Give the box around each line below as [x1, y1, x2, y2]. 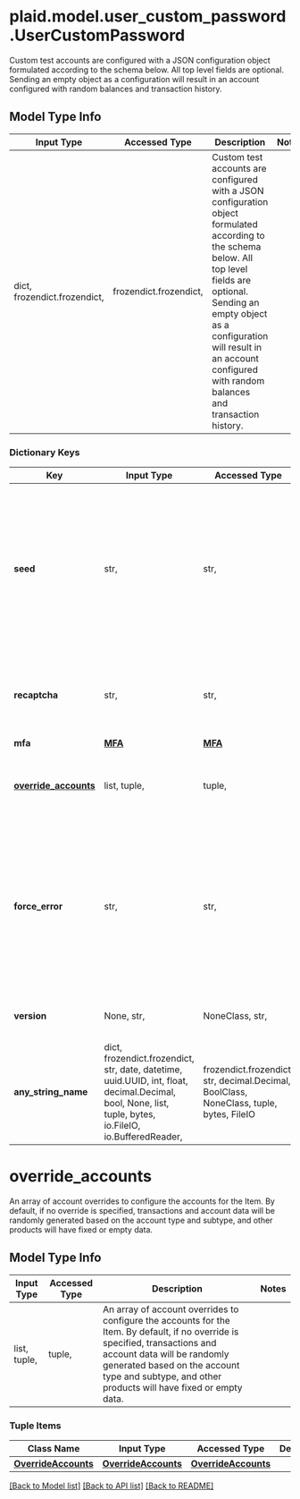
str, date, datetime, [104, 1063, 183, 1076]
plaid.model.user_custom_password [9, 6, 287, 27]
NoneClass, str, [203, 1010, 268, 1022]
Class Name [27, 1443, 80, 1455]
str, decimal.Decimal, [203, 1075, 291, 1088]
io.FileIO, [104, 1120, 141, 1132]
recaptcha [13, 689, 58, 701]
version [13, 1010, 47, 1022]
